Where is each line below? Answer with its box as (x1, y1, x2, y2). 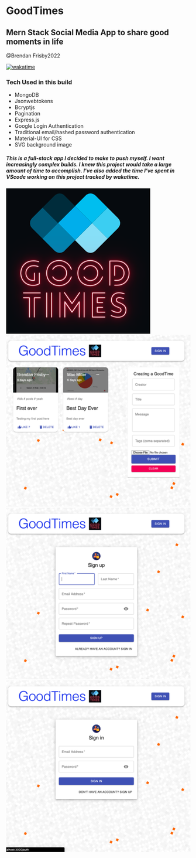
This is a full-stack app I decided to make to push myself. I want (6, 154, 165, 162)
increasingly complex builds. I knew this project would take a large (6, 161, 172, 168)
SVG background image (14, 141, 72, 148)
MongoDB (14, 91, 39, 98)
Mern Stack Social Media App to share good (6, 28, 170, 38)
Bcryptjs (14, 104, 35, 111)
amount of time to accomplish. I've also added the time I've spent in (6, 167, 175, 174)
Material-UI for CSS (14, 135, 63, 142)
